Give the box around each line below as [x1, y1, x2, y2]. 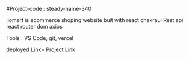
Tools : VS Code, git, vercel [6, 35, 74, 41]
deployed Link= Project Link [6, 46, 76, 53]
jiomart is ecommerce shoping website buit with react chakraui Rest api [6, 17, 184, 23]
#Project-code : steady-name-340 [6, 5, 92, 12]
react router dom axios [6, 23, 63, 30]
